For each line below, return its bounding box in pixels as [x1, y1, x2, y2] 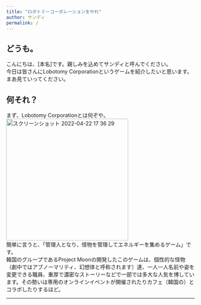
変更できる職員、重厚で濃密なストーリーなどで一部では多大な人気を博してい [6, 271, 195, 278]
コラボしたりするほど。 [6, 286, 64, 293]
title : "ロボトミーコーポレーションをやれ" [6, 8, 102, 15]
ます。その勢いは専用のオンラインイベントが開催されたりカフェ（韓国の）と [6, 279, 194, 285]
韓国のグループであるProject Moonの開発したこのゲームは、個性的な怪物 [6, 256, 185, 263]
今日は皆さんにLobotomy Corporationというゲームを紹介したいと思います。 [6, 68, 193, 75]
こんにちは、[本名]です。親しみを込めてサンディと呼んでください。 [6, 60, 172, 68]
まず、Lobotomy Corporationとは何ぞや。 [6, 112, 109, 118]
